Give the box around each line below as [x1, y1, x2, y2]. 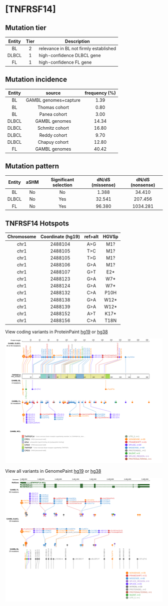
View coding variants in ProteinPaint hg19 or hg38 [5, 329, 108, 335]
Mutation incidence [5, 75, 67, 84]
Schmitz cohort [37, 125, 69, 131]
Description [64, 38, 90, 44]
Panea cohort [39, 111, 67, 117]
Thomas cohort [37, 104, 69, 110]
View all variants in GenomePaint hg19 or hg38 [5, 468, 101, 474]
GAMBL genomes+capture [25, 97, 81, 103]
